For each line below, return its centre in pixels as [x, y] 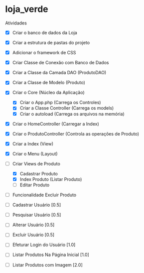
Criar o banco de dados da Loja [45, 32]
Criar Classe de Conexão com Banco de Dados [61, 63]
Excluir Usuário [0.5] [33, 235]
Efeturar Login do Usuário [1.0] [44, 245]
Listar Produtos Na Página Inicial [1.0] [51, 255]
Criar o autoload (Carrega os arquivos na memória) [72, 114]
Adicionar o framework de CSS [44, 53]
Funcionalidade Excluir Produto [44, 195]
